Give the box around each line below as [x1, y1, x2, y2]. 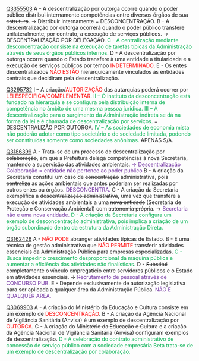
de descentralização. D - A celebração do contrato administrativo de [6, 335, 174, 343]
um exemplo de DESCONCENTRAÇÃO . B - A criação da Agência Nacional [6, 310, 186, 317]
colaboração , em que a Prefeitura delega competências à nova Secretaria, [6, 155, 188, 161]
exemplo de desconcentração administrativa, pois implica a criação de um [6, 218, 188, 225]
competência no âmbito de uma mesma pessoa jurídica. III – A [6, 105, 158, 112]
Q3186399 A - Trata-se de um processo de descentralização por [6, 148, 165, 155]
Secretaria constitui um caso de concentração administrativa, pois [6, 174, 168, 180]
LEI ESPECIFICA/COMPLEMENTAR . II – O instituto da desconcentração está [6, 92, 191, 99]
